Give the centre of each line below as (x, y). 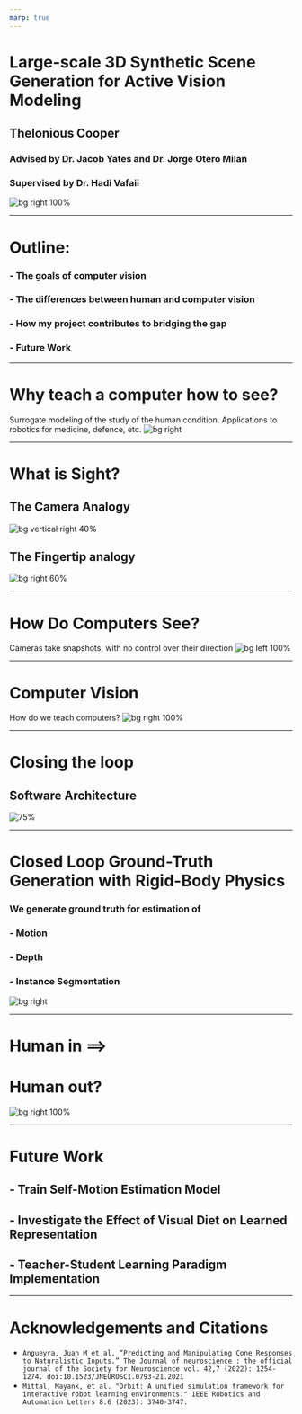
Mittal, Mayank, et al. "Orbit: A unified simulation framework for (153, 1387)
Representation (53, 1234)
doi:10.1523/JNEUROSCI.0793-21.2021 (115, 1377)
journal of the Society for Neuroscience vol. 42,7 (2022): (137, 1369)
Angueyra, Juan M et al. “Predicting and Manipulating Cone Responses (157, 1354)
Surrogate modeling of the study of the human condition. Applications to (143, 420)
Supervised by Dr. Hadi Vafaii (74, 183)
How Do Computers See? (105, 623)
